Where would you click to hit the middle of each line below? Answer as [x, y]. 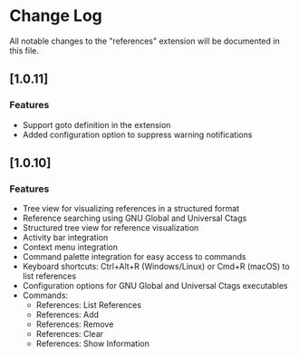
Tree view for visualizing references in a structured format [131, 209]
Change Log [56, 16]
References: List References [89, 305]
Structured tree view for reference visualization [111, 228]
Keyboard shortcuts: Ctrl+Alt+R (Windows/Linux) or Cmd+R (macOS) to [156, 267]
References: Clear [70, 334]
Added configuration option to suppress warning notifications [137, 134]
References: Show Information [92, 344]
